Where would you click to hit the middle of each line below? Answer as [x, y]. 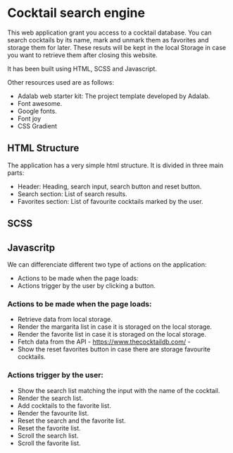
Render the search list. [50, 398]
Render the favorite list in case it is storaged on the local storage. [112, 334]
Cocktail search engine [76, 13]
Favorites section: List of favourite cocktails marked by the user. [110, 201]
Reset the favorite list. [49, 428]
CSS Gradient [37, 126]
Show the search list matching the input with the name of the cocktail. [119, 390]
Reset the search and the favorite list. [71, 421]
